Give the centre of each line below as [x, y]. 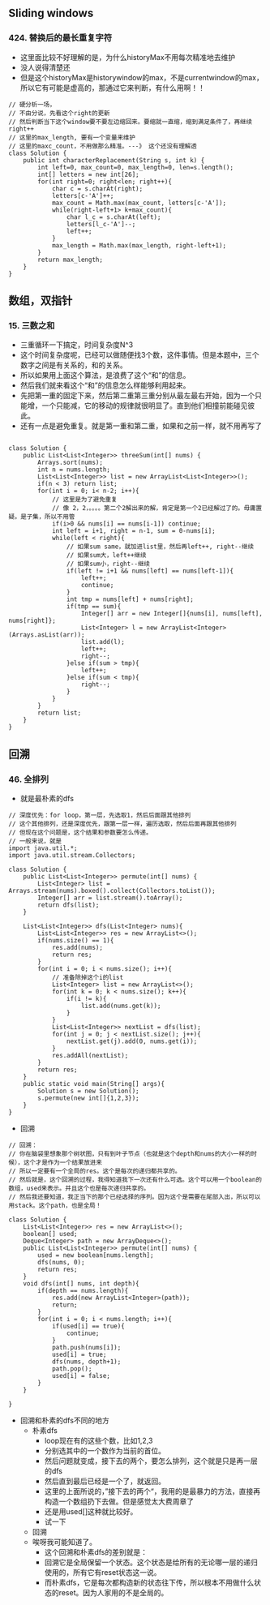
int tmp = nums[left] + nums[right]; [130, 599]
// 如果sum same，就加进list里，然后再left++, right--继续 [160, 547]
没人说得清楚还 [45, 67]
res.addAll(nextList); [90, 1056]
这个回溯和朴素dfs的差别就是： [96, 1552]
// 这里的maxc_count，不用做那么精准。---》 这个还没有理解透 [103, 146]
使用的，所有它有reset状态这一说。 [103, 1573]
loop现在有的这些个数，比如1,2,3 [99, 1441]
